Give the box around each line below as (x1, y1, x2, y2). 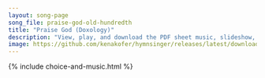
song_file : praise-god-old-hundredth (8, 19, 132, 27)
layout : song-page (8, 11, 69, 19)
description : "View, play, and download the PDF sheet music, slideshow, (8, 33, 256, 41)
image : (8, 41, 30, 48)
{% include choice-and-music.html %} (8, 62, 133, 71)
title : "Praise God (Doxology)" (8, 26, 114, 34)
